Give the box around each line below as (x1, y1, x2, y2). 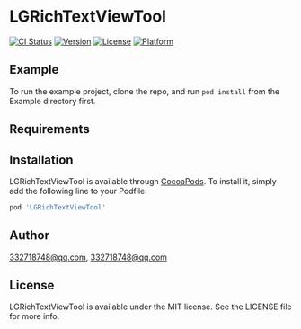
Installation (9, 152, 74, 167)
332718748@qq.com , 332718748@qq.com (9, 252, 168, 262)
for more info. (9, 311, 60, 322)
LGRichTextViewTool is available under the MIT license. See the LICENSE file (9, 301, 292, 312)
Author (9, 227, 49, 244)
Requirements (9, 121, 90, 137)
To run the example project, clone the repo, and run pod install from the (9, 85, 280, 96)
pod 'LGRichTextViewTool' (9, 202, 106, 212)
